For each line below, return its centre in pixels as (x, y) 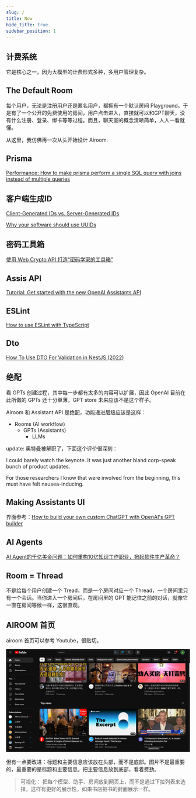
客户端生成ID (29, 199)
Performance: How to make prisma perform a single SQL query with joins (94, 173)
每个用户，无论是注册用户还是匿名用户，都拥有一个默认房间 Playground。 (94, 105)
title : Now (19, 18)
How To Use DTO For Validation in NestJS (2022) (65, 357)
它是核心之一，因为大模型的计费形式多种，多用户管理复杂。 (78, 72)
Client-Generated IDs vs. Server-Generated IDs (63, 213)
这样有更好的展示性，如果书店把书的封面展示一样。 (92, 789)
